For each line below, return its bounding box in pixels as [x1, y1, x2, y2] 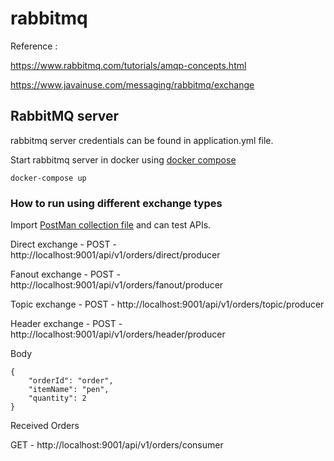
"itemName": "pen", [28, 385, 110, 395]
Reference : [10, 40, 58, 52]
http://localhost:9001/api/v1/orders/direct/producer [10, 249, 221, 261]
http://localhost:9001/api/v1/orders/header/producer [10, 328, 226, 341]
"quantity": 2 [28, 393, 87, 404]
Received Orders [10, 420, 80, 432]
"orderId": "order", [28, 376, 114, 386]
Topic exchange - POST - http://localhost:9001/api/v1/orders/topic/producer [10, 298, 325, 311]
